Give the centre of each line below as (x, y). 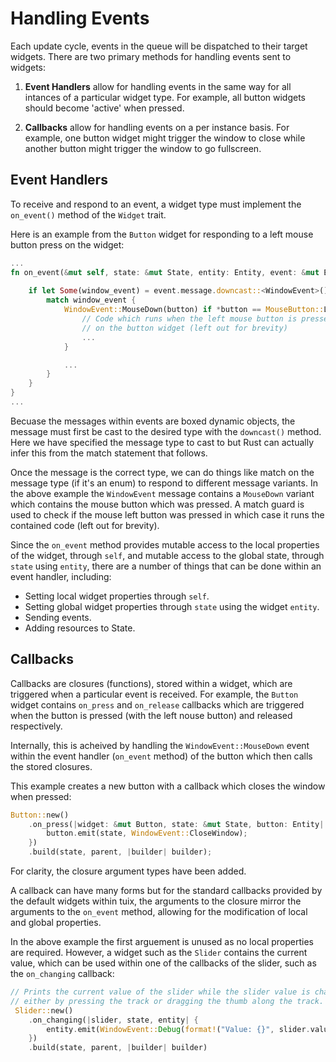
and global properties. (56, 923)
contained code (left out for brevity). (85, 525)
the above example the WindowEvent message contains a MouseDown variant (162, 493)
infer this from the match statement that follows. (109, 453)
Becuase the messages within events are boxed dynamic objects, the (153, 421)
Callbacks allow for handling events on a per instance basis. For (157, 127)
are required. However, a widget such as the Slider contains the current (159, 953)
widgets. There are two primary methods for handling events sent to (151, 56)
